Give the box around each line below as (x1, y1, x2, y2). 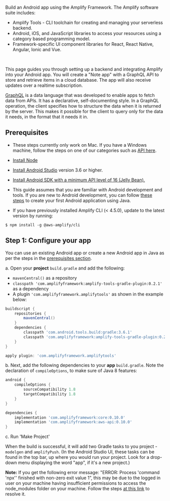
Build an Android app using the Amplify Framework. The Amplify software (5, 5, 159, 10)
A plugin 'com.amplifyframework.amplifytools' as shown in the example (12, 291, 163, 297)
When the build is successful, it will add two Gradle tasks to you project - (5, 444, 158, 450)
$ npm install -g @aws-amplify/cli (5, 222, 80, 227)
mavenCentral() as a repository (12, 275, 77, 281)
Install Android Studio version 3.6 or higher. (12, 167, 103, 173)
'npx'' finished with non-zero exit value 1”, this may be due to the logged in (5, 475, 161, 481)
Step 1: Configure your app (5, 236, 91, 245)
